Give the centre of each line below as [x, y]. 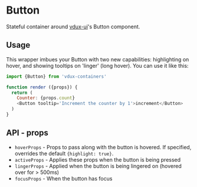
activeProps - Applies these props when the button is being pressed [98, 159]
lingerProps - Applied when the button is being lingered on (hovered [98, 166]
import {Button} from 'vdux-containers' [57, 76]
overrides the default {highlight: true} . [64, 153]
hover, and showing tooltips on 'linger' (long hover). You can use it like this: [97, 65]
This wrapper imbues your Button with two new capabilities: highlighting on [98, 59]
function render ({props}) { [42, 87]
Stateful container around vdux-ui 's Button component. [73, 27]
